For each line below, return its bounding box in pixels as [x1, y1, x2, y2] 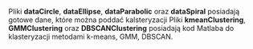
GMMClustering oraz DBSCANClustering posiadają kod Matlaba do [8, 24, 235, 32]
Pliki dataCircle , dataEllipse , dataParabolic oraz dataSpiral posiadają [8, 7, 240, 16]
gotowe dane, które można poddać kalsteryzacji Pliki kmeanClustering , [8, 15, 247, 24]
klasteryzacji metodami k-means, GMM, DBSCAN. [8, 32, 173, 41]
